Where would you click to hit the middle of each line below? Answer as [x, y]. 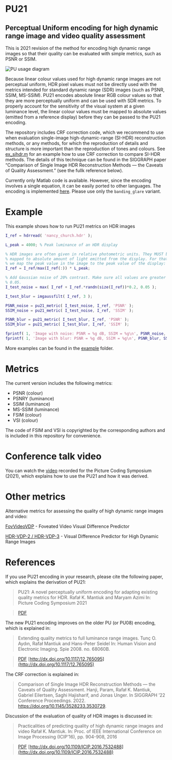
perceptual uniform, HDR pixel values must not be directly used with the [81, 84]
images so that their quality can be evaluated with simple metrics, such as [83, 54]
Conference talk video [53, 456]
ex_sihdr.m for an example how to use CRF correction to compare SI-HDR [83, 154]
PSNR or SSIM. [21, 59]
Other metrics [35, 497]
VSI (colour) [25, 420]
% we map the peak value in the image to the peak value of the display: [86, 264]
